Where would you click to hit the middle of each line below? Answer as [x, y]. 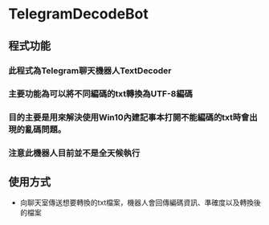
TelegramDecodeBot [78, 14]
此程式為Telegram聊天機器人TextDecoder [90, 71]
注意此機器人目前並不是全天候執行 [74, 153]
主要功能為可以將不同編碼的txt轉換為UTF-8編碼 [100, 94]
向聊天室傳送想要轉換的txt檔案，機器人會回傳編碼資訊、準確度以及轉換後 [140, 202]
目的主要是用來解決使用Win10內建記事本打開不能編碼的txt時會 [129, 117]
